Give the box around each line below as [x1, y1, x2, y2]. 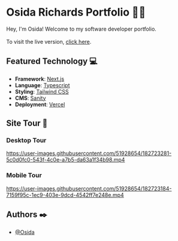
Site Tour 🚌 [6, 118, 48, 129]
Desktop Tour [6, 136, 47, 145]
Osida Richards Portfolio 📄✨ [6, 5, 146, 19]
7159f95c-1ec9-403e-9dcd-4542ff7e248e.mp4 [6, 191, 124, 198]
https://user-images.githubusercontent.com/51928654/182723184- [6, 185, 172, 192]
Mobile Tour [6, 171, 42, 180]
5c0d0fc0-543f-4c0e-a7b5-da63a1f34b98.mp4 [6, 156, 125, 163]
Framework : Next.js [14, 75, 65, 82]
